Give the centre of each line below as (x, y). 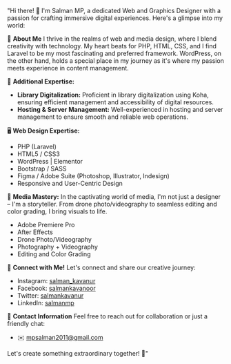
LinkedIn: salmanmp (46, 303)
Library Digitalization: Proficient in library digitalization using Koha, (113, 95)
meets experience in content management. (68, 68)
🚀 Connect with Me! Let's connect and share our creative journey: (101, 267)
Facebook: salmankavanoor (57, 288)
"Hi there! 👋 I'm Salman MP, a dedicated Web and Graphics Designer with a (114, 11)
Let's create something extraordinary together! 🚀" (78, 353)
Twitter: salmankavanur (50, 296)
